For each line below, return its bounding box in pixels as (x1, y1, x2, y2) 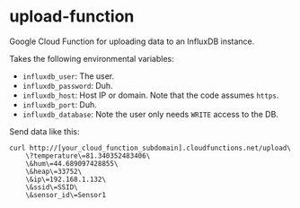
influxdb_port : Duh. (22, 99, 97, 109)
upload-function (9, 6, 135, 27)
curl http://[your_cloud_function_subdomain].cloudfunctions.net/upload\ (9, 143, 292, 152)
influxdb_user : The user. (22, 70, 115, 82)
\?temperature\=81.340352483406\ (25, 151, 151, 160)
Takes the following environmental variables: (9, 53, 175, 64)
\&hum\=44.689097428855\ (25, 159, 119, 168)
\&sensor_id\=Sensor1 (25, 190, 106, 199)
